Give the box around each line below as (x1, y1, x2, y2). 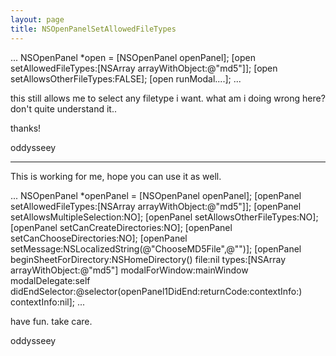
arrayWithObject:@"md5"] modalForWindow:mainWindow (10, 264, 249, 276)
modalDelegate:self (10, 274, 91, 286)
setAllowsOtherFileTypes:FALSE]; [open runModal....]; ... (10, 72, 242, 85)
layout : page (10, 14, 65, 25)
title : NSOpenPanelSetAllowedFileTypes (10, 24, 177, 34)
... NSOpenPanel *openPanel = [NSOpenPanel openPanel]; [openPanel (10, 189, 302, 201)
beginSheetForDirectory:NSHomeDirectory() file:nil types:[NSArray (10, 253, 287, 265)
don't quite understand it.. (10, 102, 118, 115)
